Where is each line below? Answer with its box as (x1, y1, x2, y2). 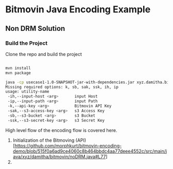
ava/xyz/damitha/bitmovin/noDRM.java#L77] (12, 153, 108, 160)
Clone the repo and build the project (5, 51, 82, 57)
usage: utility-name (5, 89, 50, 95)
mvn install (5, 65, 31, 70)
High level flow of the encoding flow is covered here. (5, 127, 117, 133)
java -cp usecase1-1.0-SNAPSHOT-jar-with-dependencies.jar (5, 80, 135, 85)
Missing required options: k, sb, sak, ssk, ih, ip (5, 84, 118, 89)
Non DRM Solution (5, 24, 65, 33)
